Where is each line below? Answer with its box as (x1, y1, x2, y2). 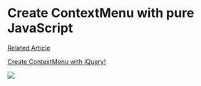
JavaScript (7, 20, 73, 36)
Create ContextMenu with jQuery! (7, 57, 106, 65)
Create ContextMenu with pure (7, 5, 195, 21)
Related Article (7, 43, 51, 52)
